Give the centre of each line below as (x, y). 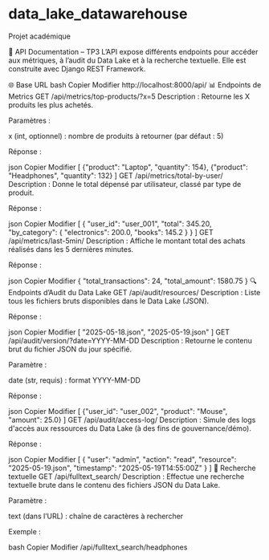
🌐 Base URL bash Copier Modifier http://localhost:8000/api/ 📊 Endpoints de (135, 84)
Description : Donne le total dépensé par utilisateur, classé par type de (125, 184)
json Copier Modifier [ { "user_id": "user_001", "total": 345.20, (110, 223)
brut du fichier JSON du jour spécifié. (70, 349)
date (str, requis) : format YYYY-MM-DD (74, 380)
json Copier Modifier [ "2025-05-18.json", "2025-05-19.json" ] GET (119, 332)
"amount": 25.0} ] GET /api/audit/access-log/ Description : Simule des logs (132, 420)
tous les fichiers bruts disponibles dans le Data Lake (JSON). (109, 301)
